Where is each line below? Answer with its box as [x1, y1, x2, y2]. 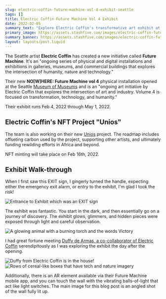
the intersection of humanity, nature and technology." [5, 69, 114, 75]
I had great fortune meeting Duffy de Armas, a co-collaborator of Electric [5, 238, 154, 244]
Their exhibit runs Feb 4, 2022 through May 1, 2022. [5, 103, 111, 109]
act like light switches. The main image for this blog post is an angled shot [5, 283, 156, 289]
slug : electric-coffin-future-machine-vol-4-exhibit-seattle [5, 7, 134, 12]
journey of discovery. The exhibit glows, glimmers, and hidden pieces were [5, 214, 158, 219]
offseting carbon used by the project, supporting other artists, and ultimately [5, 136, 161, 142]
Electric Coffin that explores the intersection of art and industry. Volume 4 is [5, 88, 160, 94]
